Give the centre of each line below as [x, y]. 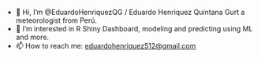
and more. [32, 37]
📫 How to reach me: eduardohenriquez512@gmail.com [106, 46]
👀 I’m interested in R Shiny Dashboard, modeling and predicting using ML [134, 29]
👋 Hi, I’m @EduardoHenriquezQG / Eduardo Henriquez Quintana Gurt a [130, 12]
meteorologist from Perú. [56, 20]
